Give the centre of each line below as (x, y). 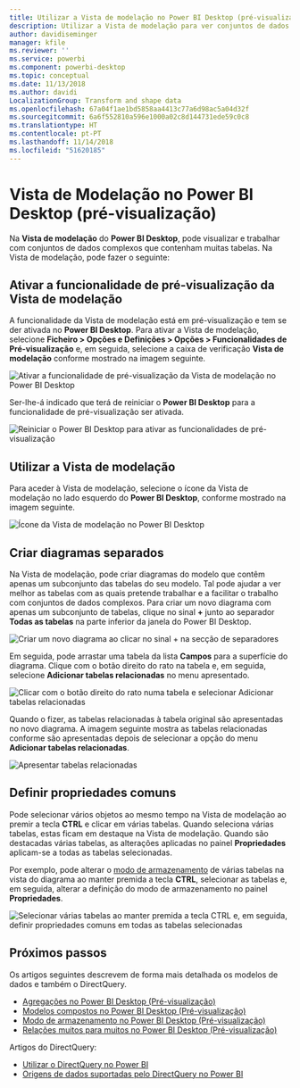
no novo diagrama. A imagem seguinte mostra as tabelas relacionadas (138, 729)
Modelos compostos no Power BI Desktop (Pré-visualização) (134, 1010)
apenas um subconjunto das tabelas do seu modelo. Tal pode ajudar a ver (145, 584)
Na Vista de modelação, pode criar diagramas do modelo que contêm (137, 574)
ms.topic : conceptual (50, 76)
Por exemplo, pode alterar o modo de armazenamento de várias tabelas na (147, 869)
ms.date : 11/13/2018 (48, 84)
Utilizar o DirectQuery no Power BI (85, 1064)
